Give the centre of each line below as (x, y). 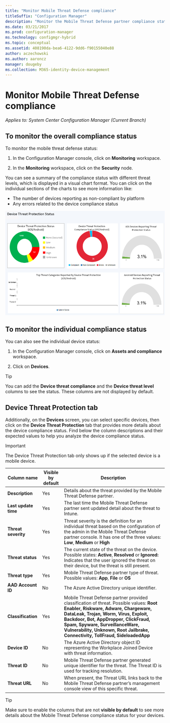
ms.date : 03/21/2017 (27, 27)
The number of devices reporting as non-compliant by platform (78, 198)
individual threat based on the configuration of (112, 526)
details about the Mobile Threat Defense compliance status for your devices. (85, 715)
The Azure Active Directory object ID (102, 642)
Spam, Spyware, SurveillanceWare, (102, 625)
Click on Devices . (31, 367)
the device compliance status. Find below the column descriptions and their (84, 431)
